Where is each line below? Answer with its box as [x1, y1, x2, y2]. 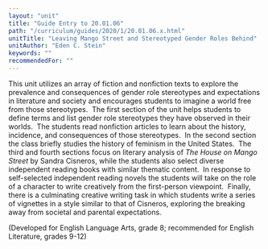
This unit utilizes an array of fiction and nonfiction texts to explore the [8, 78, 239, 89]
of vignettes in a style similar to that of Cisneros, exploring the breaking [8, 198, 245, 208]
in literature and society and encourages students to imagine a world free [8, 96, 252, 106]
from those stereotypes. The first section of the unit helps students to [8, 104, 241, 114]
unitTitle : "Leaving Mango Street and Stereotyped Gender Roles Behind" [8, 34, 258, 43]
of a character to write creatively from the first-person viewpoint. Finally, [8, 181, 251, 191]
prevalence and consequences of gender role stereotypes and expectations [8, 87, 260, 97]
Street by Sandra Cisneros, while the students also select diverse [8, 156, 225, 165]
